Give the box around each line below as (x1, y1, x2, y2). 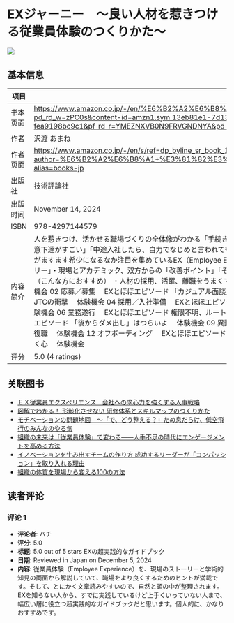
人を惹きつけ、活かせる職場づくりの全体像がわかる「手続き (33, 234, 229, 244)
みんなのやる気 (29, 424, 73, 432)
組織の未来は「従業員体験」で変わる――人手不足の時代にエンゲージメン (17, 432, 225, 441)
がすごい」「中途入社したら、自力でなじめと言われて (54, 244, 225, 254)
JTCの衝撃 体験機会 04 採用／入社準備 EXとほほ (33, 297, 205, 307)
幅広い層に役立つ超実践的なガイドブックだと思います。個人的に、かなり (17, 600, 224, 608)
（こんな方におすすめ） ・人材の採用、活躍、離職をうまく (33, 276, 224, 286)
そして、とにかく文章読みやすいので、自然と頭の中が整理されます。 (29, 582, 224, 591)
